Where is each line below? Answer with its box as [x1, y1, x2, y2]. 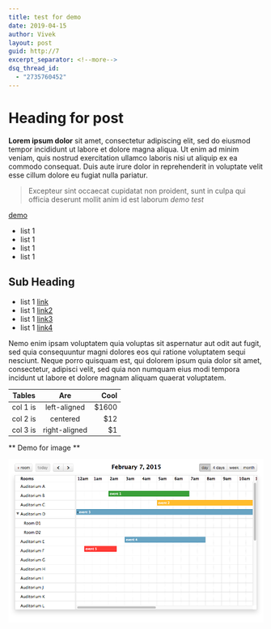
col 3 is [11, 425, 36, 434]
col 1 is [11, 402, 36, 413]
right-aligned [43, 425, 87, 434]
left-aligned [44, 402, 86, 413]
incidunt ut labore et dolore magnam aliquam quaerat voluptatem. [8, 373, 227, 383]
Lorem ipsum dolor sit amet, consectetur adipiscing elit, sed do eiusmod [8, 135, 251, 145]
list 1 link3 [19, 314, 53, 323]
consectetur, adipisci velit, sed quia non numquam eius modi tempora [8, 364, 240, 374]
